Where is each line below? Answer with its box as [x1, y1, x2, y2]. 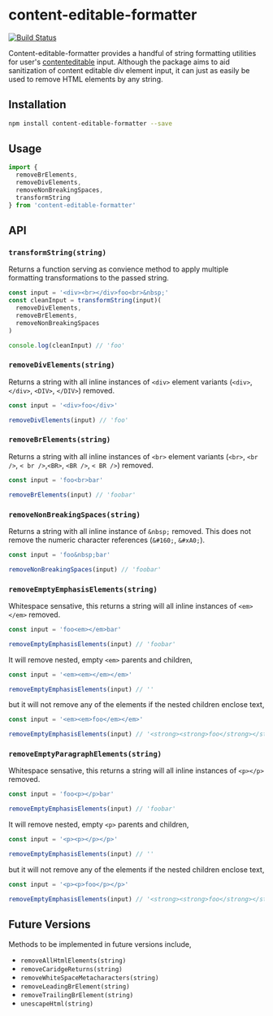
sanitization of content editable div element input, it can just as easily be [8, 65, 250, 75]
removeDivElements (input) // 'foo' [8, 416, 129, 424]
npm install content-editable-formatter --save [8, 119, 173, 128]
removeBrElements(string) [8, 435, 111, 445]
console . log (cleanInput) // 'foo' [8, 341, 126, 350]
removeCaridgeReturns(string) [19, 965, 123, 973]
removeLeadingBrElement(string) [19, 982, 130, 991]
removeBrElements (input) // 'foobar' [8, 490, 136, 499]
